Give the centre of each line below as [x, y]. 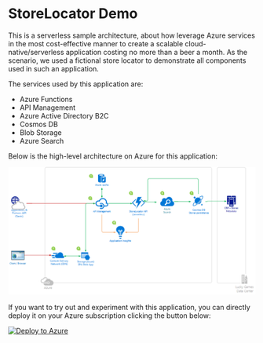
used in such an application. [54, 68]
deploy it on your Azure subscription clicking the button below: [110, 316]
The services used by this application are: [76, 84]
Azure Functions [46, 99]
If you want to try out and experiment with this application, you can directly [130, 308]
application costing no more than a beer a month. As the [157, 52]
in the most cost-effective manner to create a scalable [96, 43]
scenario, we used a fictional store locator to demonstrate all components [127, 60]
